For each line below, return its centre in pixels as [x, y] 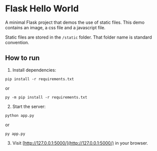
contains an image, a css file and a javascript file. [55, 27]
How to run [23, 58]
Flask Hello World [42, 9]
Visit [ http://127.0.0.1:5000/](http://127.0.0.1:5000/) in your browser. [80, 143]
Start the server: [29, 106]
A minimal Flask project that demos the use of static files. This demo [75, 22]
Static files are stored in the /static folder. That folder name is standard [78, 37]
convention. [17, 42]
